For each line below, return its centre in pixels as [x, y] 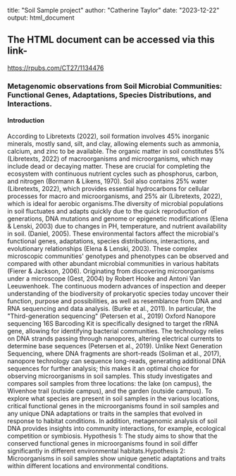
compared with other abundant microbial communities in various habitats [113, 263]
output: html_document [41, 18]
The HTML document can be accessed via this [111, 40]
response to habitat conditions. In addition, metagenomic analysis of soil [112, 421]
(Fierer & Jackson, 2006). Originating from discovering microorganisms [111, 271]
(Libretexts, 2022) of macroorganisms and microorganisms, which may [110, 159]
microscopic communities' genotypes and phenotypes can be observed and [118, 256]
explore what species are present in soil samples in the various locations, [113, 398]
